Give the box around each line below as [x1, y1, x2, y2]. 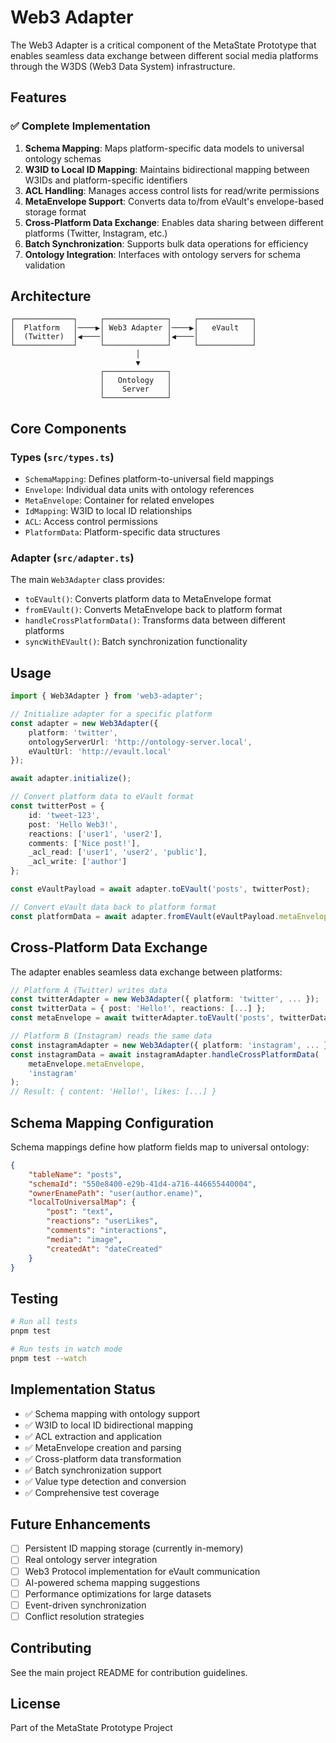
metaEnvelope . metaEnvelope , [28, 1059, 145, 1069]
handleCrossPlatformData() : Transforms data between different [24, 614, 286, 626]
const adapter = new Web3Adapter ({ [10, 718, 159, 728]
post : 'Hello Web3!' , [28, 819, 118, 830]
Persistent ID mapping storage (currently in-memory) [24, 1542, 244, 1555]
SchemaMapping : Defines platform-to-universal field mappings [24, 473, 275, 485]
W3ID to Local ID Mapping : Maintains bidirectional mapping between [24, 163, 310, 175]
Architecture [10, 288, 92, 305]
